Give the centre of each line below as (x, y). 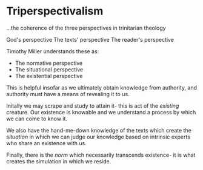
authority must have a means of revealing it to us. (68, 94)
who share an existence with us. (46, 143)
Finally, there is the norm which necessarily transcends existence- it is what (101, 155)
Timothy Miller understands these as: (53, 51)
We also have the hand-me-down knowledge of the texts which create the (99, 130)
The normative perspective (49, 63)
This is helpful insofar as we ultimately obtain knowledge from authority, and (101, 87)
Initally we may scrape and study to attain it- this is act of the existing (93, 106)
